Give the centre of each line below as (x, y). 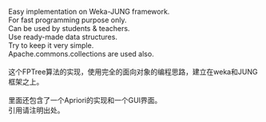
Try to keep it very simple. (51, 45)
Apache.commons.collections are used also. (81, 54)
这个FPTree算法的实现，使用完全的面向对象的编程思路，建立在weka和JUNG (133, 72)
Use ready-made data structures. (63, 37)
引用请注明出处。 (36, 110)
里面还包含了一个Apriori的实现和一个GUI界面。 (85, 100)
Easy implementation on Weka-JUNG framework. (89, 12)
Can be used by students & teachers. (69, 28)
